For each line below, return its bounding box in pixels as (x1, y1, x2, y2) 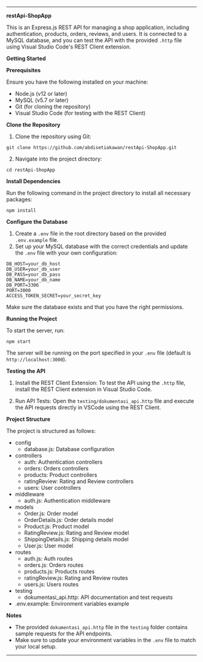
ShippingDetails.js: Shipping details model (24, 536, 129, 543)
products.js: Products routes (24, 568, 95, 575)
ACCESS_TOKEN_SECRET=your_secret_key (6, 293, 101, 299)
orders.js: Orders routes (24, 561, 83, 569)
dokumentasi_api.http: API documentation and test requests (24, 593, 173, 601)
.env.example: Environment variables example (14, 600, 130, 607)
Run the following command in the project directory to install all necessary (6, 189, 191, 196)
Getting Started (6, 55, 47, 62)
